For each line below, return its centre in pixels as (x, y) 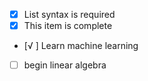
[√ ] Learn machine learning (81, 46)
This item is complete (68, 26)
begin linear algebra (65, 65)
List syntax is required (69, 14)
